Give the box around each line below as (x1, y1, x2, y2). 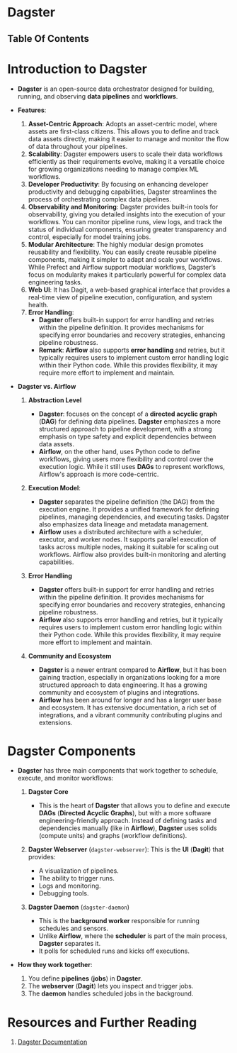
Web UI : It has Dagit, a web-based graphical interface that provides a (28, 285, 231, 294)
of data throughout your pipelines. (28, 142, 128, 150)
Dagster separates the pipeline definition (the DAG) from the (38, 497, 216, 506)
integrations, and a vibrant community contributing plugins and (38, 710, 223, 719)
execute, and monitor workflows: (17, 774, 114, 783)
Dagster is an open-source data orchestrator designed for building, (17, 84, 214, 93)
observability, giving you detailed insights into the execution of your (28, 210, 226, 219)
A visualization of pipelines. (38, 866, 119, 875)
